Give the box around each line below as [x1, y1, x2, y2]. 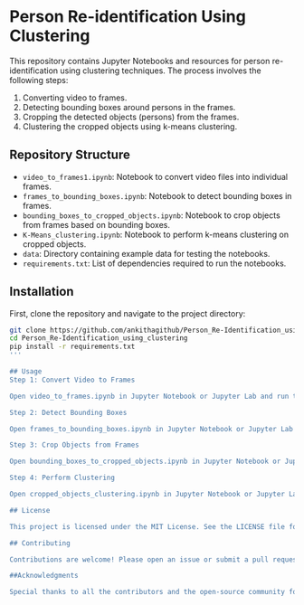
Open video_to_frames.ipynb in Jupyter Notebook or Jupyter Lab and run [9, 392, 290, 401]
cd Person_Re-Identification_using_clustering [9, 334, 188, 343]
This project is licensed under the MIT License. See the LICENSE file [9, 522, 285, 531]
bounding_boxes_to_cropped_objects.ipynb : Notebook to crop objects [22, 210, 280, 221]
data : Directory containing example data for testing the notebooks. [22, 248, 271, 259]
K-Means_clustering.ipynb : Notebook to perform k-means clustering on [22, 229, 290, 240]
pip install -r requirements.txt [9, 342, 136, 352]
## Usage [9, 367, 43, 376]
